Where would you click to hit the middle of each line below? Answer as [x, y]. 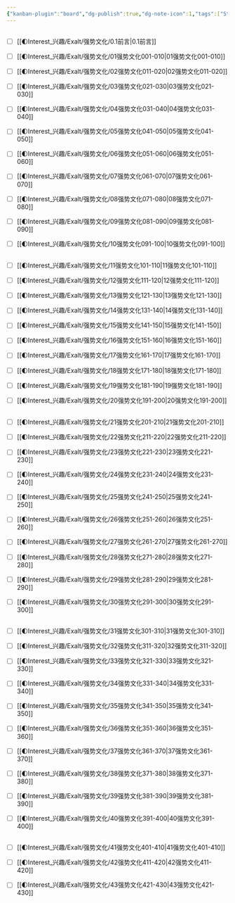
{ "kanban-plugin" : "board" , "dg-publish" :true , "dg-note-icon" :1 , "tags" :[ [113, 14]
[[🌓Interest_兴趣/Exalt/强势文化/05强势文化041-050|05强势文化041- [115, 132]
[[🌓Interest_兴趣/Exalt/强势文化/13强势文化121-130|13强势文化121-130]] [119, 296]
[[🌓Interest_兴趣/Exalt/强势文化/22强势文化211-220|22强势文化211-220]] [121, 437]
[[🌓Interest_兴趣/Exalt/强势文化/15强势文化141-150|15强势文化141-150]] [119, 325]
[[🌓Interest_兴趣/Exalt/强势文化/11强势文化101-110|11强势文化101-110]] [117, 265]
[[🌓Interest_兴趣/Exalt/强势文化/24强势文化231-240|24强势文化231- [115, 474]
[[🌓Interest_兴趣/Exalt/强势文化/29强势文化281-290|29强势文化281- [115, 579]
